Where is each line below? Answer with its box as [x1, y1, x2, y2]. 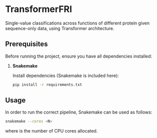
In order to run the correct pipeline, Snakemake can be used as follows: [5, 109, 152, 115]
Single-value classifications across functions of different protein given [5, 20, 150, 26]
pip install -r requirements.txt [12, 82, 82, 87]
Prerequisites [5, 40, 48, 48]
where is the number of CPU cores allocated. [5, 128, 98, 134]
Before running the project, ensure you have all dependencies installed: [5, 53, 152, 59]
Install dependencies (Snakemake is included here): [12, 72, 119, 78]
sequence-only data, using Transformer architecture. [5, 25, 114, 31]
